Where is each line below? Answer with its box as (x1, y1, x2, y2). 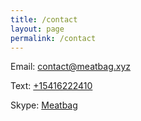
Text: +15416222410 (10, 80, 93, 92)
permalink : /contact (10, 33, 97, 43)
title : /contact (10, 14, 78, 25)
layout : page (10, 24, 65, 34)
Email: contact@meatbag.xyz (10, 61, 132, 73)
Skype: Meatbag (10, 99, 78, 111)
